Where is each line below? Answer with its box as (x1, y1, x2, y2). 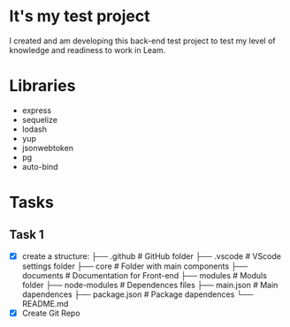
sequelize (21, 114, 57, 125)
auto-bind (21, 161, 59, 171)
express (21, 104, 51, 116)
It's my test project (9, 6, 150, 27)
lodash (21, 124, 47, 134)
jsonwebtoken (21, 142, 73, 153)
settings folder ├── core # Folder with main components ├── (21, 261, 248, 271)
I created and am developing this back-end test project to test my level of (9, 35, 276, 46)
